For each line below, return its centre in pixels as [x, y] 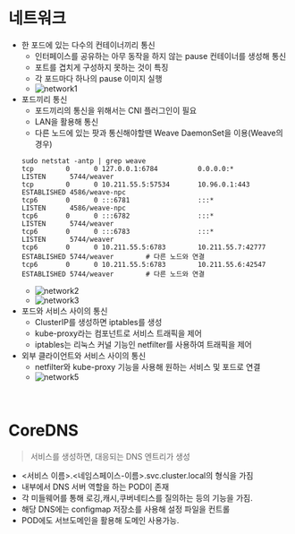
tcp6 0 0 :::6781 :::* [118, 200]
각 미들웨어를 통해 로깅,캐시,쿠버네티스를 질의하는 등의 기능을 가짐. [137, 497]
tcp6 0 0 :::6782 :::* [118, 216]
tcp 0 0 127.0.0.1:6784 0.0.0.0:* [127, 168]
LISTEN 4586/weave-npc [73, 208]
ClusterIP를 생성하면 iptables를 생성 [98, 322]
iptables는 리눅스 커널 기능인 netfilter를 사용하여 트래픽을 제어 [143, 344]
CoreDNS [44, 431]
